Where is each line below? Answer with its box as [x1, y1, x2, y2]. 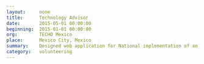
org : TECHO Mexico [6, 32, 72, 38]
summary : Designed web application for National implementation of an [6, 43, 199, 49]
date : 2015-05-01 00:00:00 [6, 20, 92, 26]
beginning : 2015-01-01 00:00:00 [6, 26, 92, 32]
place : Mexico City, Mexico [6, 37, 92, 43]
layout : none [6, 9, 51, 15]
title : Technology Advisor [6, 15, 89, 21]
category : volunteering [6, 49, 72, 55]
